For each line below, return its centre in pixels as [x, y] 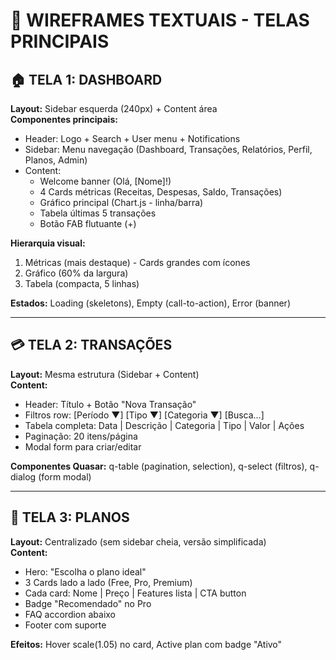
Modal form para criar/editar [83, 446]
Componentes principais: [64, 119]
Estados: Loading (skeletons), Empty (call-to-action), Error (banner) [150, 303]
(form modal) [65, 476]
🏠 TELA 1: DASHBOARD [86, 79]
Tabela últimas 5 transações [98, 213]
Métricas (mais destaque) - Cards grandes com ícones [137, 262]
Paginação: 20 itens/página [81, 436]
